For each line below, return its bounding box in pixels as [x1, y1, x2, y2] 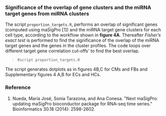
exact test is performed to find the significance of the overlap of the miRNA [5, 37, 160, 43]
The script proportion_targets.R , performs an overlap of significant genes [5, 21, 158, 27]
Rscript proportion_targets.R [17, 58, 81, 63]
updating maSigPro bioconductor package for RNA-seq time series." [12, 101, 153, 107]
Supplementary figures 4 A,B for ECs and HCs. [5, 72, 101, 78]
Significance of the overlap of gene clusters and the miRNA [5, 4, 152, 11]
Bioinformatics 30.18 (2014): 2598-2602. [12, 106, 95, 112]
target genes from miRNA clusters [5, 10, 89, 17]
